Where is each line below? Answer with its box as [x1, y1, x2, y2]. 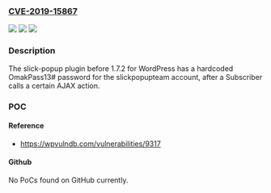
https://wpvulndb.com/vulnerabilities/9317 [19, 139, 162, 149]
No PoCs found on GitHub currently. [8, 175, 129, 185]
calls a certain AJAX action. [8, 81, 100, 90]
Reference [8, 121, 44, 131]
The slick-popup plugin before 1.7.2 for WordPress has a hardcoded [8, 63, 234, 73]
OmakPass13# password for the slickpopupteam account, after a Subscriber [8, 72, 263, 82]
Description [8, 45, 56, 57]
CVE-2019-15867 [8, 6, 78, 17]
